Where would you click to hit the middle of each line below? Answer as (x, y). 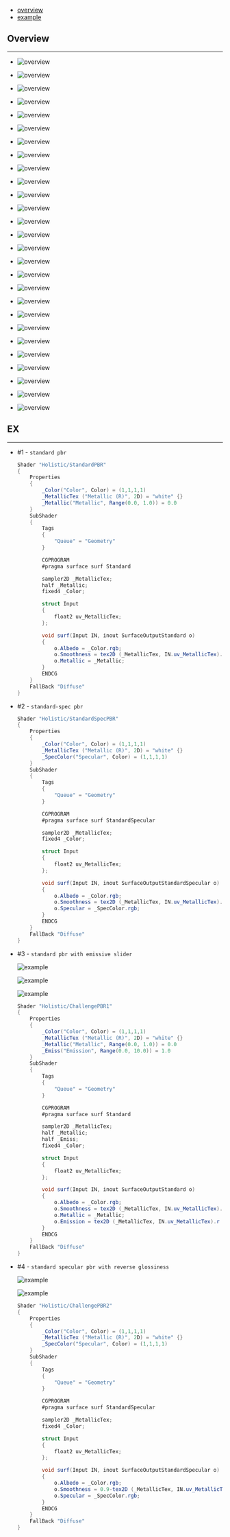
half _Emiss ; (60, 1140)
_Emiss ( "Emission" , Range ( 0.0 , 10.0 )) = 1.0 (106, 1051)
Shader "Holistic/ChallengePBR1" (65, 1006)
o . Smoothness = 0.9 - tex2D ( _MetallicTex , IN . (120, 1489)
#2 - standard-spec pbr (50, 706)
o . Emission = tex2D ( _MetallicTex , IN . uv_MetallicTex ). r (137, 1221)
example (29, 17)
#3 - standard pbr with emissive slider (74, 954)
